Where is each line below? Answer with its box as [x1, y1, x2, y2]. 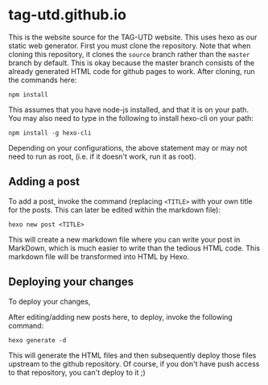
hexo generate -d [8, 336, 67, 344]
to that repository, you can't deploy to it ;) [8, 367, 146, 377]
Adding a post [8, 175, 80, 188]
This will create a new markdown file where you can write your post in [8, 234, 241, 244]
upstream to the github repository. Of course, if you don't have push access [8, 358, 260, 368]
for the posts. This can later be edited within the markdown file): [8, 205, 221, 214]
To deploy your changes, [8, 296, 91, 306]
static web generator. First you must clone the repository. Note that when [8, 40, 251, 50]
